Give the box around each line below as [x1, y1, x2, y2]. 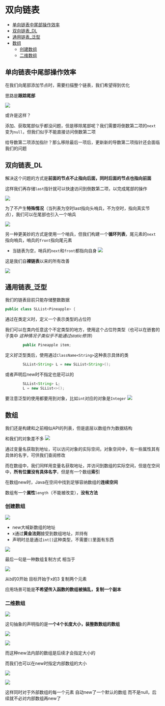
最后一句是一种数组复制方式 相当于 [5, 556, 75, 562]
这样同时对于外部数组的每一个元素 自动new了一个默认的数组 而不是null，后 [5, 689, 157, 695]
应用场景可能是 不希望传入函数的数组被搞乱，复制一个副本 [5, 586, 121, 592]
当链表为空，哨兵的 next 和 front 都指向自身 [12, 248, 97, 254]
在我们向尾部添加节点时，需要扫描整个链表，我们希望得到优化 [5, 82, 130, 88]
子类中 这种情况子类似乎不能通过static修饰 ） [5, 333, 95, 339]
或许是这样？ [5, 112, 31, 118]
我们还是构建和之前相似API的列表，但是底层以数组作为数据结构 [5, 425, 133, 431]
